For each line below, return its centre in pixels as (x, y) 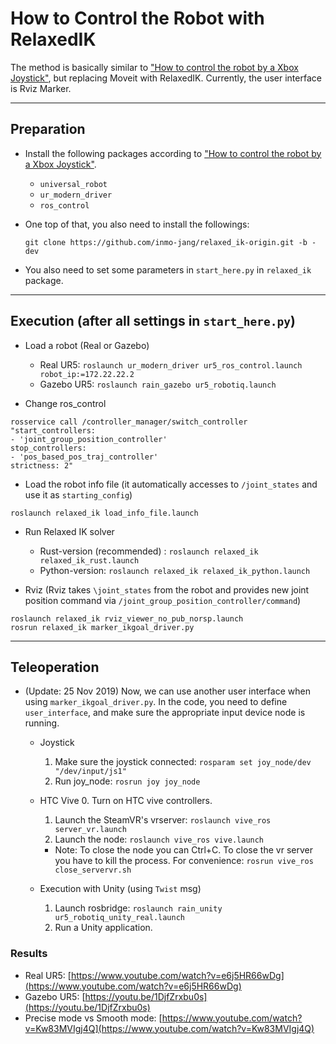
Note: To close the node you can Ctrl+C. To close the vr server (183, 850)
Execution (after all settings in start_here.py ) (153, 321)
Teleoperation (55, 667)
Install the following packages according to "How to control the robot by (173, 153)
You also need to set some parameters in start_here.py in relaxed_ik (168, 269)
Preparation (48, 129)
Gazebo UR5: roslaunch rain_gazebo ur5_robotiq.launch (158, 384)
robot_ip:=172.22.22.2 (87, 374)
